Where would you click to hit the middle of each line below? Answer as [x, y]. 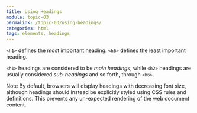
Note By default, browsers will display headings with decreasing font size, [96, 86]
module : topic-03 [28, 17]
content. [16, 105]
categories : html [28, 28]
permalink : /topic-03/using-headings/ [54, 22]
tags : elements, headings [38, 34]
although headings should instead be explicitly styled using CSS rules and [96, 92]
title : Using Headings [34, 12]
